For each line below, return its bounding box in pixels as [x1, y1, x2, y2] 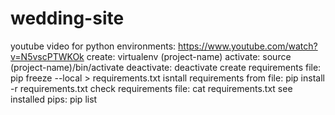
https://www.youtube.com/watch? [178, 40, 318, 52]
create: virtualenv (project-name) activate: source [86, 50, 292, 62]
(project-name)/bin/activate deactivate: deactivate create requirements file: [10, 61, 322, 73]
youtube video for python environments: [10, 40, 177, 52]
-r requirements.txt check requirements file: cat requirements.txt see [10, 82, 293, 94]
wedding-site [10, 7, 125, 30]
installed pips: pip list [10, 93, 98, 105]
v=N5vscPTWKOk [10, 50, 85, 62]
